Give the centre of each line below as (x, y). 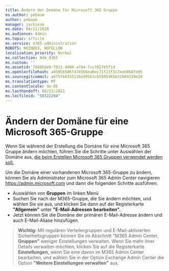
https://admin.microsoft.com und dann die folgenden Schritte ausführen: (82, 183)
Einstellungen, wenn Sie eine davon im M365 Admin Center (81, 252)
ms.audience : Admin (26, 34)
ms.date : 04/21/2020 (27, 29)
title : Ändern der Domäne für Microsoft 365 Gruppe (61, 10)
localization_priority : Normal (39, 53)
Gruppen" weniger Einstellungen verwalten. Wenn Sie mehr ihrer (86, 241)
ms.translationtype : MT (31, 81)
